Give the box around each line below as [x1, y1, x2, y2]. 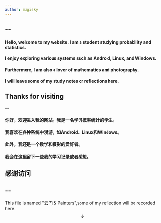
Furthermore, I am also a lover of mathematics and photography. [5, 67, 139, 73]
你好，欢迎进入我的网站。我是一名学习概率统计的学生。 [5, 117, 117, 123]
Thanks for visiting [5, 92, 64, 101]
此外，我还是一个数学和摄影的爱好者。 [5, 141, 82, 147]
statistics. [5, 44, 26, 50]
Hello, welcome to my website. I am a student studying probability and [5, 39, 151, 45]
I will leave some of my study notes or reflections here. [5, 78, 119, 84]
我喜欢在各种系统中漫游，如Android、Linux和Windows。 [5, 129, 122, 135]
